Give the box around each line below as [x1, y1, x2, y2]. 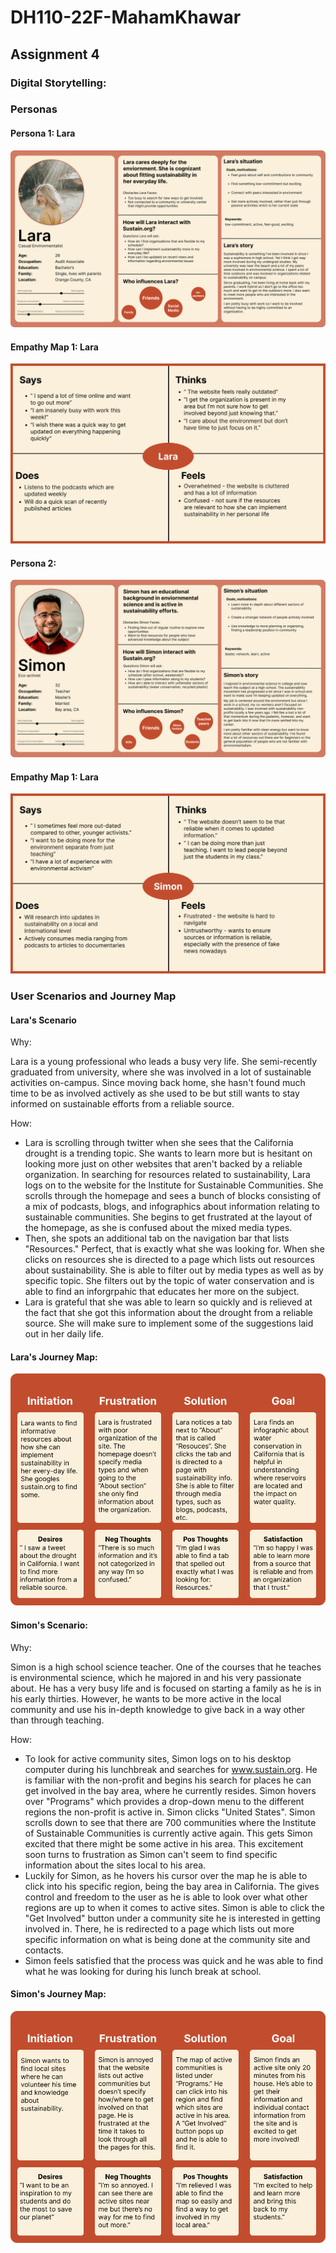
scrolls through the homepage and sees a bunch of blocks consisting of [24, 1190, 322, 1202]
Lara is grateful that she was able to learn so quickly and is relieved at [24, 1296, 313, 1308]
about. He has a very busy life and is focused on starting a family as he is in [10, 1682, 322, 1694]
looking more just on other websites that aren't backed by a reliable [24, 1158, 303, 1170]
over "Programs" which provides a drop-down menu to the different [24, 1795, 305, 1807]
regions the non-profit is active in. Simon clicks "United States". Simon [24, 1806, 316, 1818]
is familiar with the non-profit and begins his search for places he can [24, 1774, 312, 1786]
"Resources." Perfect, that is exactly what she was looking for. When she [24, 1243, 325, 1255]
